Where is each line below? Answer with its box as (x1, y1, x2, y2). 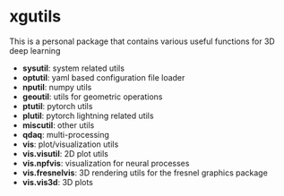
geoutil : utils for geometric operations (22, 91, 163, 102)
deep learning (9, 45, 61, 55)
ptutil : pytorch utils (22, 100, 93, 111)
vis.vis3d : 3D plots (22, 176, 94, 187)
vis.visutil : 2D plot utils (22, 148, 109, 158)
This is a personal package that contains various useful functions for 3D (9, 36, 275, 47)
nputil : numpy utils (22, 81, 92, 92)
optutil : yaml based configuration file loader (22, 72, 185, 82)
